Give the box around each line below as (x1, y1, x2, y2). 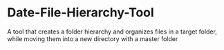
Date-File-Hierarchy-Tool (7, 5, 154, 21)
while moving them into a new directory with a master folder (7, 34, 178, 42)
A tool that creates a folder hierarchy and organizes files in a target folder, (7, 27, 218, 36)
